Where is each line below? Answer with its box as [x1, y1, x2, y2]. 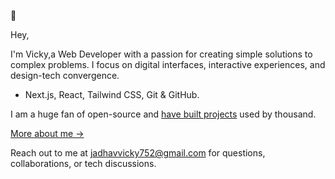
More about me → [10, 128, 85, 139]
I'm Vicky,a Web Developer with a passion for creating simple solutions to [10, 48, 313, 60]
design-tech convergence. [10, 70, 120, 81]
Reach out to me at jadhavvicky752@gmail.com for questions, [10, 147, 266, 159]
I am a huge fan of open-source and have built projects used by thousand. [10, 108, 317, 120]
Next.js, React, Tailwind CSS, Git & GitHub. [24, 89, 200, 100]
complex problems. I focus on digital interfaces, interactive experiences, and [10, 59, 326, 70]
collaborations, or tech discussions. [10, 158, 157, 169]
